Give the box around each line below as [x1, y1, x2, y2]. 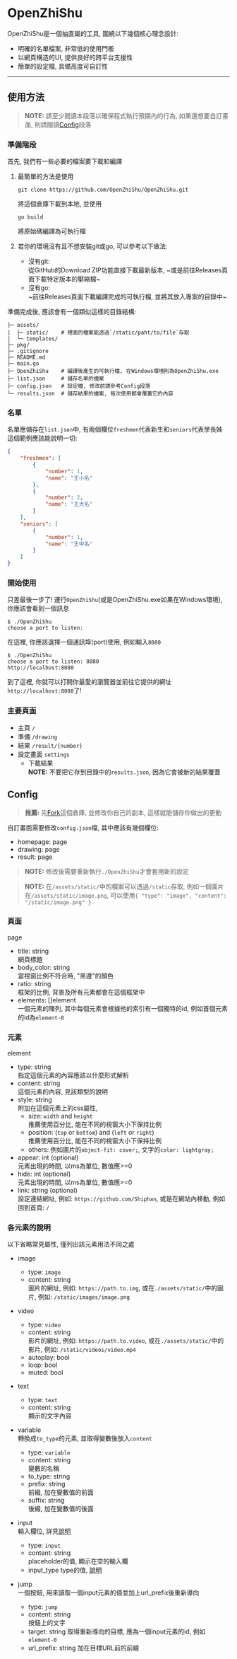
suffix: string [28, 1496, 65, 1505]
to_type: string [28, 1472, 71, 1481]
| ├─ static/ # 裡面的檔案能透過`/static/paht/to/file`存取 [7, 329, 190, 337]
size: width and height [28, 1112, 93, 1121]
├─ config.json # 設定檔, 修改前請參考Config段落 [7, 383, 151, 390]
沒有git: [28, 257, 51, 266]
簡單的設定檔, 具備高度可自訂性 [17, 62, 108, 70]
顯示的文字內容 [28, 1411, 72, 1420]
